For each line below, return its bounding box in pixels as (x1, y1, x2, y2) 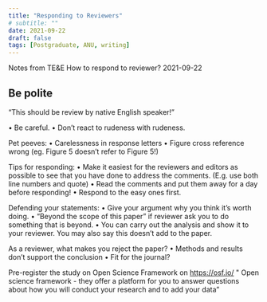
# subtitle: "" (8, 19, 59, 27)
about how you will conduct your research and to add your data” (8, 284, 220, 294)
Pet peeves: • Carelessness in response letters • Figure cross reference (8, 138, 245, 147)
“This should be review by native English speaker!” (8, 107, 175, 116)
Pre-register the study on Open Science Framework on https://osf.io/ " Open (8, 268, 259, 277)
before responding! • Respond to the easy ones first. (8, 187, 182, 197)
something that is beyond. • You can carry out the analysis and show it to (8, 220, 249, 229)
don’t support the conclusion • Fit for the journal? (8, 252, 171, 261)
